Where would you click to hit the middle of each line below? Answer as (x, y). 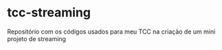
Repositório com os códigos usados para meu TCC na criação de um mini (111, 32)
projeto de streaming (37, 38)
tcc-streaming (49, 13)
